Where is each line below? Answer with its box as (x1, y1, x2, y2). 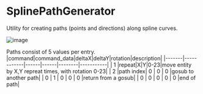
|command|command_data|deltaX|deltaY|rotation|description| (6, 54, 163, 62)
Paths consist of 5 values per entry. (6, 48, 96, 56)
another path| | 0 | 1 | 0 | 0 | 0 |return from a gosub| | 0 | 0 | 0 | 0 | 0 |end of (6, 74, 196, 81)
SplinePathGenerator (6, 4, 116, 18)
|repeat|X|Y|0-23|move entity (117, 61, 192, 68)
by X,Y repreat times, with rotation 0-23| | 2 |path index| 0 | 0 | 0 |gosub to (6, 67, 194, 74)
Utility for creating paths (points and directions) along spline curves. (6, 24, 178, 32)
